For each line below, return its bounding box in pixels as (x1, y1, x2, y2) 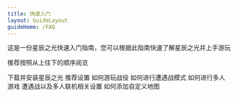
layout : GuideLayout (7, 17, 69, 24)
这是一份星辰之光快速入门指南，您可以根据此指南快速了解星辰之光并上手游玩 (7, 44, 231, 52)
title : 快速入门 (7, 10, 51, 18)
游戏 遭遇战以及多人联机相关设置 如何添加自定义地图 (7, 82, 160, 91)
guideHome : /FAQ (7, 23, 55, 30)
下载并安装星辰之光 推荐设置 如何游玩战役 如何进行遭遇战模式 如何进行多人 (7, 73, 225, 82)
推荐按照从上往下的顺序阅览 (7, 58, 89, 67)
